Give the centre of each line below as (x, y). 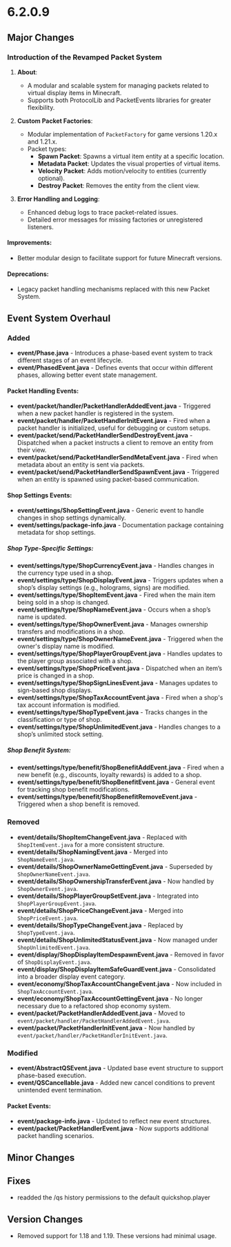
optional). (51, 178)
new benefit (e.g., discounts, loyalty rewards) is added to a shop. (109, 775)
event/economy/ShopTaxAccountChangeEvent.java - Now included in (119, 983)
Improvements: (30, 243)
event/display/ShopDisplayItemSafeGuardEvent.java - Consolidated (116, 969)
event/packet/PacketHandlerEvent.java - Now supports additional (113, 1128)
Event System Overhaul (59, 318)
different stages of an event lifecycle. (70, 360)
